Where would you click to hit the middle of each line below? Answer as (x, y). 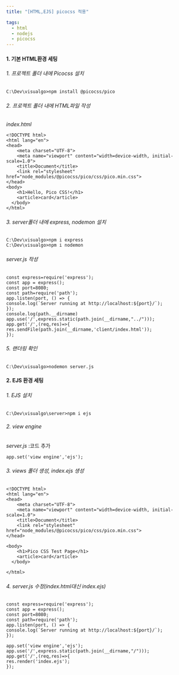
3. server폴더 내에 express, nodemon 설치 (56, 222)
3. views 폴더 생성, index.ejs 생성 (45, 471)
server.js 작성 (22, 259)
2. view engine (24, 426)
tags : (13, 22)
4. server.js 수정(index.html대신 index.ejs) (56, 586)
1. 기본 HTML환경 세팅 (32, 59)
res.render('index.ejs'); (38, 662)
